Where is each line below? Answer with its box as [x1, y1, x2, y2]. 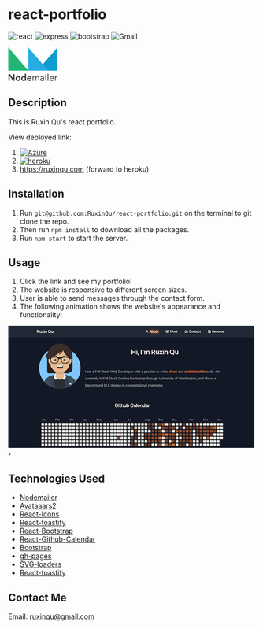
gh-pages [19, 551, 52, 561]
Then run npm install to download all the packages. [19, 224, 190, 234]
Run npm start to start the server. [19, 233, 128, 242]
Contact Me [8, 590, 67, 604]
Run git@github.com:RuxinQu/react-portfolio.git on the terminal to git [19, 208, 252, 217]
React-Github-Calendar [19, 535, 96, 544]
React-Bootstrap [19, 526, 73, 536]
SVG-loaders [19, 560, 62, 569]
